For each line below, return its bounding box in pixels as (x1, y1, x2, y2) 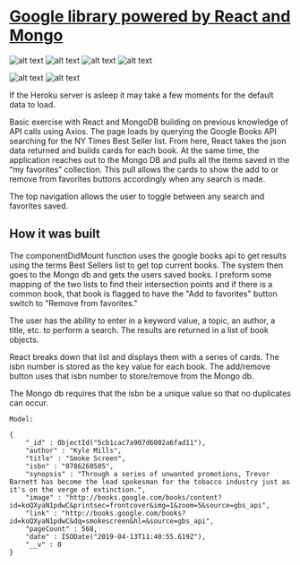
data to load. (9, 98, 56, 109)
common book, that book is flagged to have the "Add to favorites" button (9, 288, 278, 299)
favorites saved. (9, 200, 69, 211)
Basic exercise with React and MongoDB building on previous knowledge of (9, 116, 288, 127)
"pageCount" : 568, (25, 524, 99, 534)
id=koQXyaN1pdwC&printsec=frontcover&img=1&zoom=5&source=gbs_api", (9, 501, 270, 509)
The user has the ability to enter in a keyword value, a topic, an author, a (9, 315, 276, 326)
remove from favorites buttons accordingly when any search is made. (9, 173, 266, 184)
